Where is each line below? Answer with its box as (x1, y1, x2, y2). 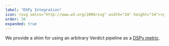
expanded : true (5, 21, 37, 26)
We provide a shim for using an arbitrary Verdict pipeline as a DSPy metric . (5, 35, 160, 41)
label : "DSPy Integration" (5, 7, 62, 12)
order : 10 (5, 16, 26, 21)
